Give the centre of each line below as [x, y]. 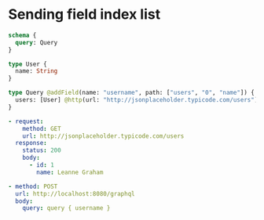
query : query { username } [66, 208]
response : [31, 143]
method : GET [42, 128]
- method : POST [33, 186]
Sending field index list [84, 14]
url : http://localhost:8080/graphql [75, 193]
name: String [37, 71]
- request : [26, 121]
